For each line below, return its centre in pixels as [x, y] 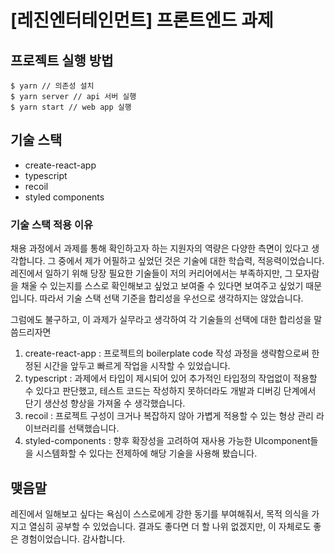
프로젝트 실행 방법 [62, 60]
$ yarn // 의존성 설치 [52, 86]
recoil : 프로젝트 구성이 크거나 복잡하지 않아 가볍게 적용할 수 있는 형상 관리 [169, 416]
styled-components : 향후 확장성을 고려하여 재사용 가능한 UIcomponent [167, 441]
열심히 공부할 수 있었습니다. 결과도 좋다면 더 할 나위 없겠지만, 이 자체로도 [170, 526]
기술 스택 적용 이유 [52, 224]
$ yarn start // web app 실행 [71, 107]
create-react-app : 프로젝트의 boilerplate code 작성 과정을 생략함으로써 [167, 353]
